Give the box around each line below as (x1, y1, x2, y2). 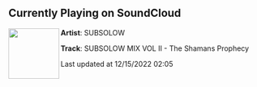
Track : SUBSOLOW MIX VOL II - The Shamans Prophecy (60, 43, 250, 53)
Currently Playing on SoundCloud (8, 6, 182, 20)
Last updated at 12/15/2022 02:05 (60, 59, 173, 68)
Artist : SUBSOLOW (60, 27, 126, 37)
